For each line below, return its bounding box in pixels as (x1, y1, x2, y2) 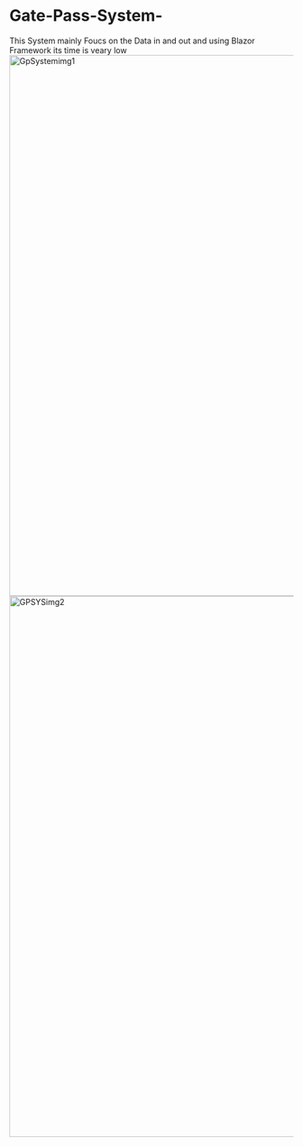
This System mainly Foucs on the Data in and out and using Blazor (9, 35, 255, 46)
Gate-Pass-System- (9, 5, 163, 26)
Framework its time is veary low (9, 44, 128, 55)
